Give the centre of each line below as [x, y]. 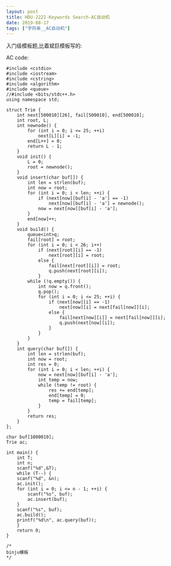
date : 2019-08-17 [28, 23]
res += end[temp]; [71, 390]
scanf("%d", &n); [38, 479]
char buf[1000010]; [30, 437]
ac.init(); [30, 484]
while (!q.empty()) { [54, 282]
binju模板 [17, 552]
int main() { [22, 453]
